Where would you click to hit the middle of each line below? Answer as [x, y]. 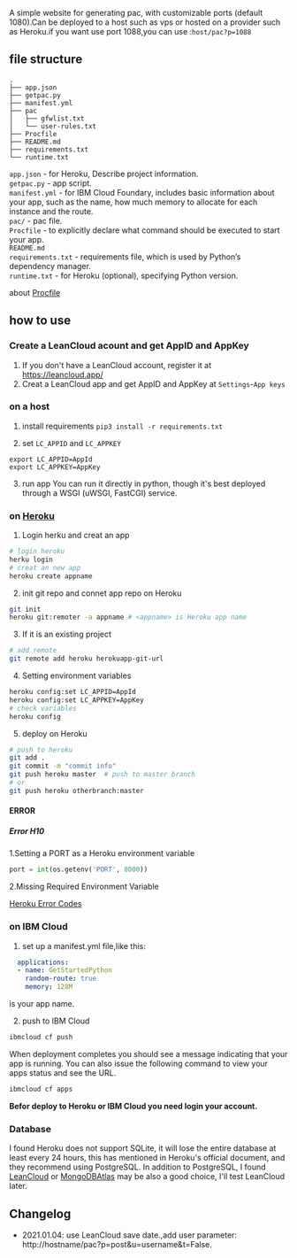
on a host [30, 406]
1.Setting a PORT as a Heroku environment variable [102, 853]
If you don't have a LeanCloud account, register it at [117, 365]
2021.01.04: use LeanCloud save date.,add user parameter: [129, 1235]
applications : [43, 962]
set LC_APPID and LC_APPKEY [72, 443]
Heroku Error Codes [46, 904]
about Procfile [35, 292]
